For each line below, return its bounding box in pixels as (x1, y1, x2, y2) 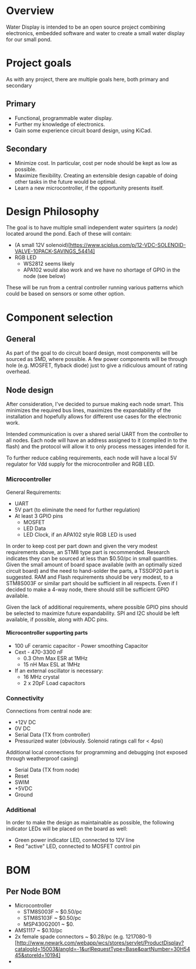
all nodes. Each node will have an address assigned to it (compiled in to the (6, 437, 187, 444)
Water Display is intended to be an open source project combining (6, 23, 166, 30)
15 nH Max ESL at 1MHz (23, 661, 81, 668)
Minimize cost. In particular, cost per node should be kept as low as (14, 159, 177, 166)
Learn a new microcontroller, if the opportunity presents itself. (14, 184, 164, 191)
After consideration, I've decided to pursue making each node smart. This (6, 401, 184, 408)
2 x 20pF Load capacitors (23, 679, 86, 686)
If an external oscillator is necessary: (14, 667, 104, 674)
